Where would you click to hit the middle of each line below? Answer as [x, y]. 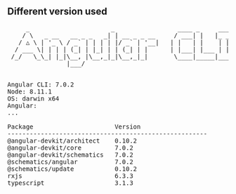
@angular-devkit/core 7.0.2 [70, 148]
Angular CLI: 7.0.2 [41, 84]
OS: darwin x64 [33, 98]
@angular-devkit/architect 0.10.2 [72, 141]
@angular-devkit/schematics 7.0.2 [70, 155]
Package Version [74, 127]
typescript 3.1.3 [70, 183]
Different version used [57, 12]
